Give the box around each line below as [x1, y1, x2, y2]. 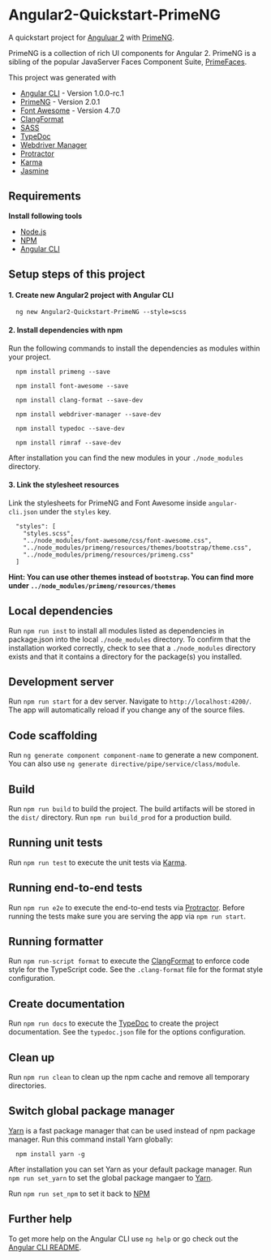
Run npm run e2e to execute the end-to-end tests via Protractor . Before [8, 902, 245, 912]
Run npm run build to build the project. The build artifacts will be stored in [8, 804, 256, 813]
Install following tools [8, 211, 83, 221]
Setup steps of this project [8, 268, 145, 282]
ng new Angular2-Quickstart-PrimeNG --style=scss [15, 308, 187, 316]
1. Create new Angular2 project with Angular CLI [8, 290, 174, 299]
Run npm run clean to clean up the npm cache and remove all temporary [8, 1073, 250, 1082]
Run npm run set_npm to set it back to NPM [8, 1189, 150, 1198]
